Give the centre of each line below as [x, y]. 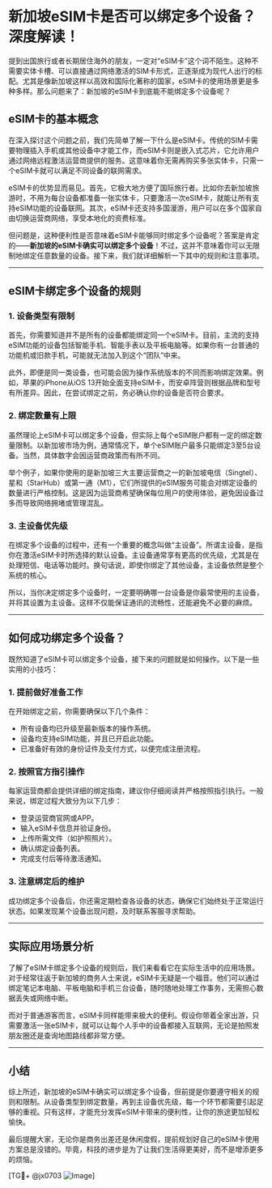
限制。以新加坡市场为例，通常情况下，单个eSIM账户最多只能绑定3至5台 [134, 445]
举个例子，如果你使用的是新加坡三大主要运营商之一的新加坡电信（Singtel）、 [135, 472]
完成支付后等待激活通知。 [63, 859]
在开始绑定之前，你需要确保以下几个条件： [79, 711]
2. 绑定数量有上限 [42, 416]
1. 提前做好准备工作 [46, 692]
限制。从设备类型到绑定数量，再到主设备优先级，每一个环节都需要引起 [139, 1102]
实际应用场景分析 [51, 946]
